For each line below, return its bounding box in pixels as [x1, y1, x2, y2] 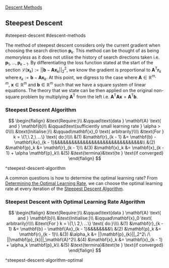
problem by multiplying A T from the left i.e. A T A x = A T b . [21, 93, 138, 100]
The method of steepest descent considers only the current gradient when [5, 42, 160, 48]
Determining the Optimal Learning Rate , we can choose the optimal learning [5, 180, 163, 186]
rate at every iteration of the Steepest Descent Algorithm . [5, 186, 125, 192]
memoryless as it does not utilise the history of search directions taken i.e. [5, 54, 160, 60]
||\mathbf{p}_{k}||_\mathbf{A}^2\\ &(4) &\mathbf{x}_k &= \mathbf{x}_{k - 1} [7, 237, 163, 243]
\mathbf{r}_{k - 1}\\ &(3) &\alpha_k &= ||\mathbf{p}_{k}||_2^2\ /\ [19, 231, 150, 237]
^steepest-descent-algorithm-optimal [5, 257, 83, 263]
